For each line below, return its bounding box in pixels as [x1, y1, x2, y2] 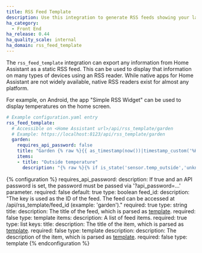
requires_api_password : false [17, 142, 93, 148]
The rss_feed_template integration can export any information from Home [6, 58, 189, 66]
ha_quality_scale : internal [6, 37, 77, 43]
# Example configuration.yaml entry [6, 114, 98, 120]
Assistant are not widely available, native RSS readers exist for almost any [6, 78, 189, 85]
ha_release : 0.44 [6, 31, 50, 37]
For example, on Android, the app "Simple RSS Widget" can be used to [6, 96, 182, 103]
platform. [6, 84, 29, 92]
